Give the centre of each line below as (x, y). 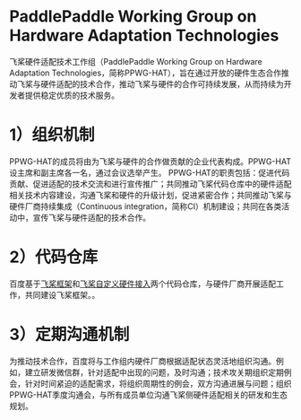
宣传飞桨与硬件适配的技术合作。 (91, 217)
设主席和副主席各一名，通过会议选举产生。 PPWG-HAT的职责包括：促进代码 (150, 172)
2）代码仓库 (54, 257)
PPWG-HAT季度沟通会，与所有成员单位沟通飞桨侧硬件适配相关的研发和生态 (149, 394)
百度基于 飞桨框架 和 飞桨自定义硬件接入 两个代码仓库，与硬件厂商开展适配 (142, 284)
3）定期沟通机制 (69, 335)
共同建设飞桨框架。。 (62, 294)
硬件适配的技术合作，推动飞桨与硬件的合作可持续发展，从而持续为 (162, 83)
